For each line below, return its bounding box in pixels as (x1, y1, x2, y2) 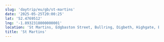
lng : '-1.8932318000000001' (5, 20, 62, 26)
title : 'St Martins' (5, 29, 47, 34)
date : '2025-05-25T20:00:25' (5, 12, 64, 16)
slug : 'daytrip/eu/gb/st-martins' (5, 7, 76, 12)
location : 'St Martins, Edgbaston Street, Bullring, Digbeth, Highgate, (5, 25, 156, 30)
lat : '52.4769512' (5, 16, 42, 21)
